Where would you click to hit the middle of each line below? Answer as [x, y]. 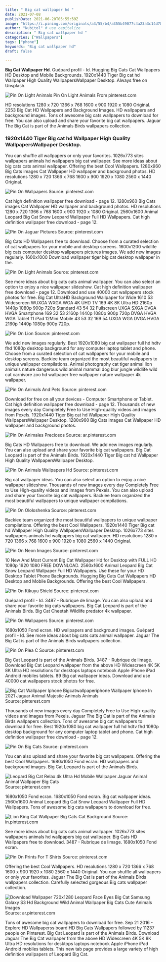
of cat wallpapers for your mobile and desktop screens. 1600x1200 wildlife [81, 246]
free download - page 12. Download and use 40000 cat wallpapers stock [80, 292]
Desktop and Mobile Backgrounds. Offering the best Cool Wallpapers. [76, 581]
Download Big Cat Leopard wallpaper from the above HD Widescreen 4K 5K [83, 665]
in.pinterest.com [22, 822]
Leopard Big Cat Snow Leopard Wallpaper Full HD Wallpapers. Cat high [77, 217]
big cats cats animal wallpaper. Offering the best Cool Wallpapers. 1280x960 [83, 166]
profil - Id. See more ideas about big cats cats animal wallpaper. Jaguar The [82, 635]
